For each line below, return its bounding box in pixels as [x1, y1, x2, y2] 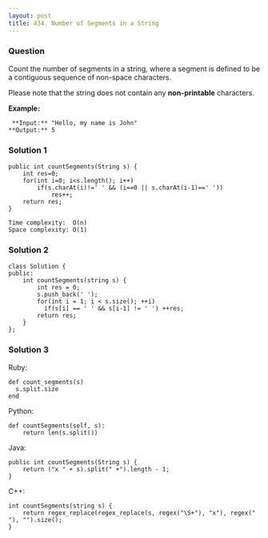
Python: [8, 406, 34, 415]
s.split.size [15, 385, 59, 393]
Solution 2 [8, 245, 50, 256]
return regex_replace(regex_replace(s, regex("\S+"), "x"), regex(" [22, 508, 256, 517]
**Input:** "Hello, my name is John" [11, 119, 138, 127]
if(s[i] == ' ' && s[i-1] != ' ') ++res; [43, 305, 184, 313]
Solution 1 [8, 144, 47, 156]
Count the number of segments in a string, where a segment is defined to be [8, 63, 261, 73]
